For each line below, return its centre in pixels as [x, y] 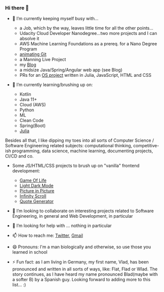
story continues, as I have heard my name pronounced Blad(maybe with [85, 274]
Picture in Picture [37, 191]
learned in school [30, 252]
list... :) [19, 285]
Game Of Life [33, 180]
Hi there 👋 [17, 8]
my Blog [28, 65]
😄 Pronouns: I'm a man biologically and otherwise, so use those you [82, 247]
